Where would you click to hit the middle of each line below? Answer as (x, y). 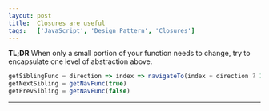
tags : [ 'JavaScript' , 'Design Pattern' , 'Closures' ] (102, 30)
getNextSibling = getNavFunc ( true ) (68, 84)
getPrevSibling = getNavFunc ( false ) (69, 91)
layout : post (30, 16)
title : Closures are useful (57, 23)
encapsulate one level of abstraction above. (80, 61)
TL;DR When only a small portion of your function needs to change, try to (129, 54)
